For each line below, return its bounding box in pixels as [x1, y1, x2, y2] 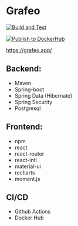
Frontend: [6, 122, 43, 132]
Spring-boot [14, 86, 45, 93]
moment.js [14, 175, 40, 182]
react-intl [14, 156, 37, 163]
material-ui [14, 163, 41, 170]
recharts [14, 169, 35, 176]
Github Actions [14, 208, 51, 215]
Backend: [6, 64, 42, 74]
